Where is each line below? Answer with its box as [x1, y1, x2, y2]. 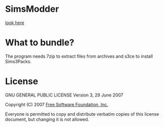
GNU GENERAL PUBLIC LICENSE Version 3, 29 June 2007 [5, 92, 123, 98]
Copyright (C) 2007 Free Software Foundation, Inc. [5, 101, 109, 107]
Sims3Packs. [5, 58, 32, 64]
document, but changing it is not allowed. [5, 116, 89, 122]
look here [5, 20, 25, 26]
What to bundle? [5, 37, 75, 48]
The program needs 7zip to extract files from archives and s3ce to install [5, 53, 153, 59]
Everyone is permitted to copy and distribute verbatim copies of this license [5, 111, 160, 117]
